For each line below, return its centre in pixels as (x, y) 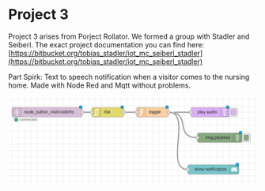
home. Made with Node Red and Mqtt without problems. (100, 85)
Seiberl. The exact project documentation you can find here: (106, 44)
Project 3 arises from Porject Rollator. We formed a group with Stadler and (129, 36)
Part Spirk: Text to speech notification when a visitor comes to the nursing (129, 77)
